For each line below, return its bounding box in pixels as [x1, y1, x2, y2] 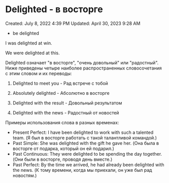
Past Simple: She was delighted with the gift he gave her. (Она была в [12, 140, 159, 146]
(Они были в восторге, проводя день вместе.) [12, 156, 113, 162]
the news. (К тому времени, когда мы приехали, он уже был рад [12, 167, 152, 173]
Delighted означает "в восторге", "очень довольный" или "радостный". [5, 59, 159, 65]
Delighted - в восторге [5, 4, 103, 15]
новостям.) [12, 172, 37, 178]
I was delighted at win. [5, 40, 52, 46]
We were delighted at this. [5, 50, 60, 56]
